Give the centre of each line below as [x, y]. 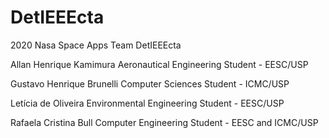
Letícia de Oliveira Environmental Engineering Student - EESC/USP [147, 103]
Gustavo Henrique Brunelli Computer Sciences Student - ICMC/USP [150, 83]
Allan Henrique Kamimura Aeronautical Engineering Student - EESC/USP [159, 64]
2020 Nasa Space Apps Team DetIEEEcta [96, 45]
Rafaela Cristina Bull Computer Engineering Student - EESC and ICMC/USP [164, 122]
